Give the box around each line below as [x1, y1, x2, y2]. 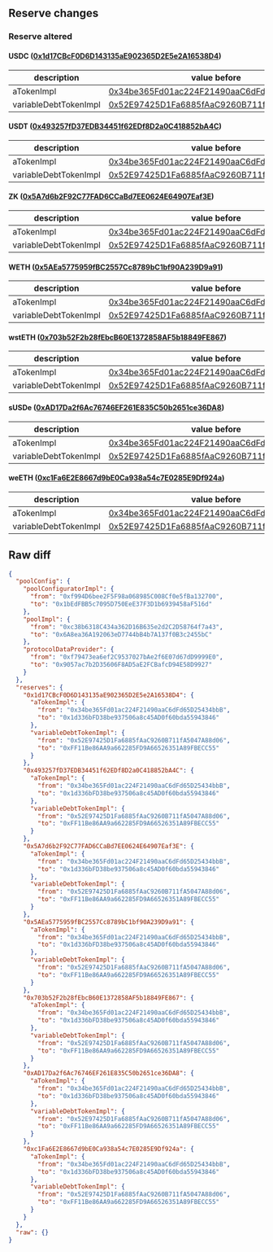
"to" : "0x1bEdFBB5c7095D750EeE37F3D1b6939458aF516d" [29, 600, 213, 609]
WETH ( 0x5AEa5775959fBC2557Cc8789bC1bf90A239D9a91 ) [8, 262, 223, 272]
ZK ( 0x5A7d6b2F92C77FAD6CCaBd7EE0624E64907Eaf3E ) [8, 191, 214, 202]
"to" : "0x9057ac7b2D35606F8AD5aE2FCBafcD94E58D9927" [29, 661, 213, 669]
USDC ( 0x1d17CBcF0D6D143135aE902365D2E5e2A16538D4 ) [8, 50, 222, 60]
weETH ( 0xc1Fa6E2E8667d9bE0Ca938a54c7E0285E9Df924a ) [8, 473, 225, 483]
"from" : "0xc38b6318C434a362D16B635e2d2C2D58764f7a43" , [29, 623, 223, 631]
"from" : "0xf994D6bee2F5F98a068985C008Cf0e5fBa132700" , [29, 593, 223, 601]
